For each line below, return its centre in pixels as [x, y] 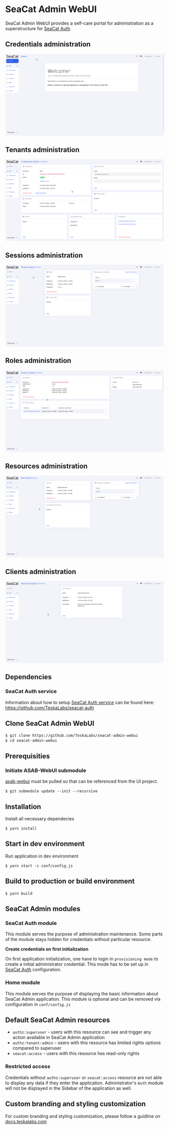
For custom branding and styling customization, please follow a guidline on [83, 1116]
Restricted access [28, 1067]
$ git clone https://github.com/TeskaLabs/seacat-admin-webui [72, 736]
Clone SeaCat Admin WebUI [50, 724]
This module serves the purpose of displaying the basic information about [82, 993]
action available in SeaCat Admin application [59, 1038]
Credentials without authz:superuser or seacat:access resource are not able [84, 1077]
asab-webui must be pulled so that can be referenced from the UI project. [82, 781]
